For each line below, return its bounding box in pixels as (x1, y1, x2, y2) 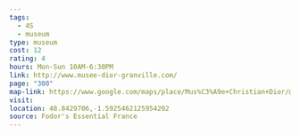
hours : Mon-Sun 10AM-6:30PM (9, 63, 114, 72)
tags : (9, 12, 29, 22)
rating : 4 (9, 54, 46, 63)
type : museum (9, 37, 58, 47)
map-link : (9, 87, 46, 96)
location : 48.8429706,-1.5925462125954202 (9, 104, 170, 113)
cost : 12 (9, 46, 42, 55)
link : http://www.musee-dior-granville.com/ (9, 71, 178, 80)
